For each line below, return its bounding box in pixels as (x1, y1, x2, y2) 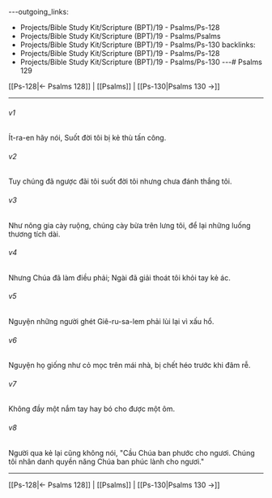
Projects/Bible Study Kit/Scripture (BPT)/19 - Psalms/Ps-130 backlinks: (19, 40, 257, 50)
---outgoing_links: (8, 7, 69, 16)
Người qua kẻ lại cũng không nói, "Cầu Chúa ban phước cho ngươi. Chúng (8, 448, 255, 457)
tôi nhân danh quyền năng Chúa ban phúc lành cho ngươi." (8, 457, 205, 466)
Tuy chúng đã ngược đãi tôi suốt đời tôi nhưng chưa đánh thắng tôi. (8, 176, 232, 186)
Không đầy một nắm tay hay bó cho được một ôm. (8, 404, 176, 414)
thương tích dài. (8, 229, 61, 239)
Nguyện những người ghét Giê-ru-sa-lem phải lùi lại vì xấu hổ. (8, 317, 215, 327)
